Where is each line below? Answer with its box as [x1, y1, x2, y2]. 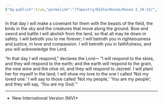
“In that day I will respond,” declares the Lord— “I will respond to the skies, [5, 55, 154, 61]
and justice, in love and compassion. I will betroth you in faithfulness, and [5, 41, 151, 46]
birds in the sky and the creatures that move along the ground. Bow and [5, 25, 148, 31]
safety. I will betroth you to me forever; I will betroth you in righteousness [5, 36, 151, 42]
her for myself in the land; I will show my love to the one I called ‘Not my [5, 71, 149, 76]
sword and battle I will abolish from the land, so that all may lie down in [5, 30, 147, 36]
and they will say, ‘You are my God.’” [5, 81, 78, 87]
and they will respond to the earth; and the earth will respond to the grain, [5, 60, 152, 66]
